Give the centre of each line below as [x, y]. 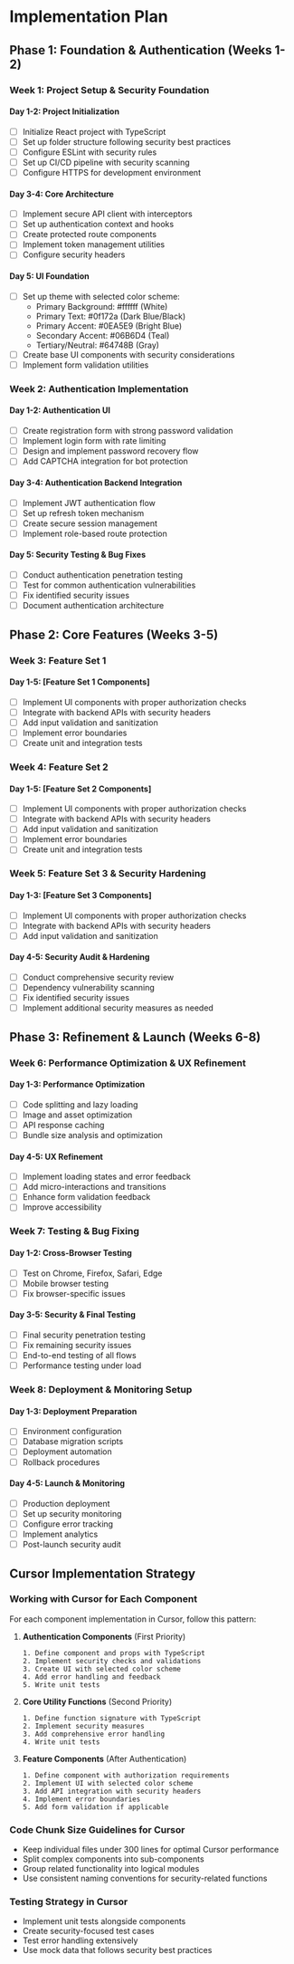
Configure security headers [74, 254]
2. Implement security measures [83, 1726]
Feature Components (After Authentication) [104, 1758]
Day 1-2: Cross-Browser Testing [71, 1252]
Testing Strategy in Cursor [69, 1902]
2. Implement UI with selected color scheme [108, 1783]
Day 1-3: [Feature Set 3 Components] [81, 895]
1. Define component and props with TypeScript [114, 1653]
